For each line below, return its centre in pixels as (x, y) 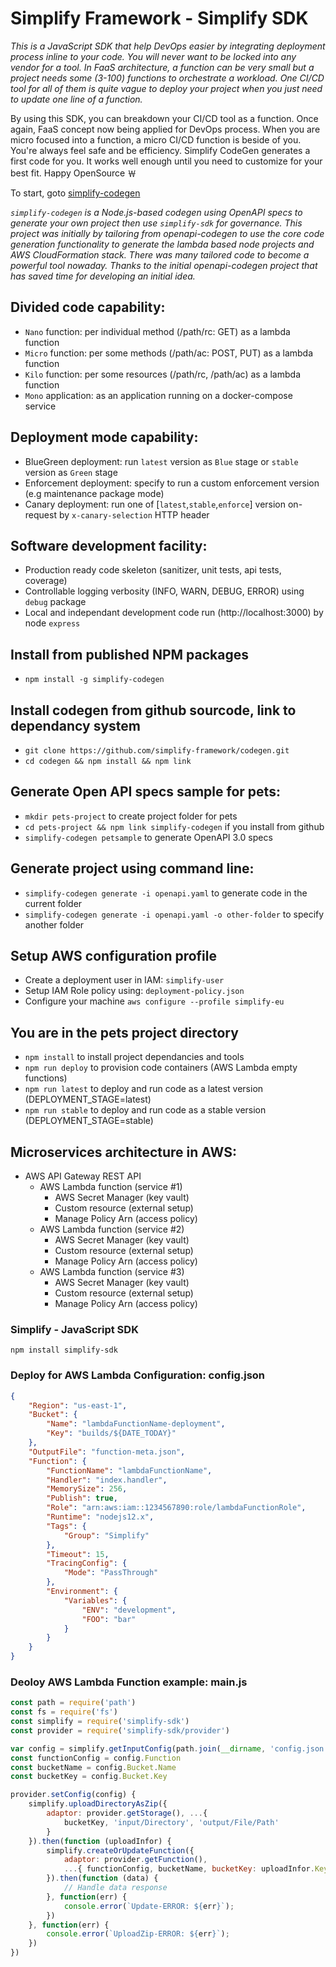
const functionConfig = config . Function (96, 1758)
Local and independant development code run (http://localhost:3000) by (174, 613)
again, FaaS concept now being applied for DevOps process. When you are (165, 129)
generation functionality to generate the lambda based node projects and (162, 244)
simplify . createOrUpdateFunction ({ (120, 1850)
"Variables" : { (95, 1600)
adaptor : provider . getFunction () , (135, 1860)
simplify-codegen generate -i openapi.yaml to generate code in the (166, 893)
